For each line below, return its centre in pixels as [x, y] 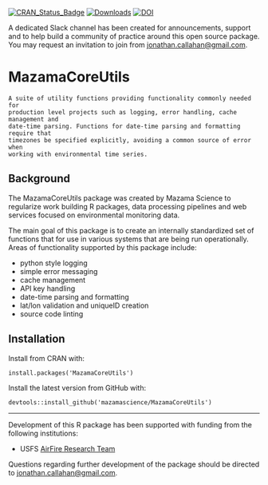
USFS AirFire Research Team [67, 448]
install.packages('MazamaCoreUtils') [71, 373]
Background [39, 179]
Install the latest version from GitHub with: [77, 388]
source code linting [51, 314]
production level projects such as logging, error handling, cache [123, 112]
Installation [37, 339]
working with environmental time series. [78, 154]
